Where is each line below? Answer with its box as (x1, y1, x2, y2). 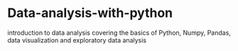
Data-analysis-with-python (7, 5, 173, 21)
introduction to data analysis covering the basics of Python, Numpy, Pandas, (7, 28, 231, 37)
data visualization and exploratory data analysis (7, 35, 147, 44)
